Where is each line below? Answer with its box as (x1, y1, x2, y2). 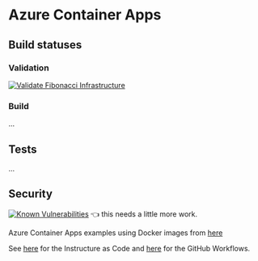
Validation (8, 62, 50, 74)
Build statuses (8, 38, 82, 52)
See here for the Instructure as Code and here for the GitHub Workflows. (8, 243, 251, 253)
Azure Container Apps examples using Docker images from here (8, 228, 223, 238)
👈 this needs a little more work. (90, 208, 198, 219)
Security (8, 187, 53, 201)
